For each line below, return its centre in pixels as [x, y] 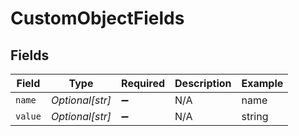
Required [143, 83]
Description [203, 83]
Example [262, 83]
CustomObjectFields [97, 18]
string [255, 116]
